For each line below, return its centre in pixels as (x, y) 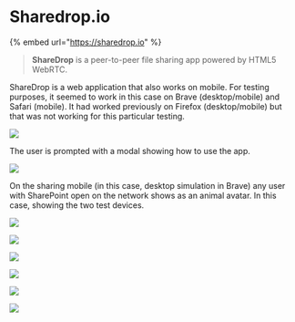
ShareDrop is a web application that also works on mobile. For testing (140, 87)
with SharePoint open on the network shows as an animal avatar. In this (143, 195)
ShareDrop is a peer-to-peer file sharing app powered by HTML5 (154, 59)
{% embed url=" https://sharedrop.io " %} (86, 42)
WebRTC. (50, 69)
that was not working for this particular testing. (97, 116)
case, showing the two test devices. (77, 205)
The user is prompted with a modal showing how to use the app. (130, 151)
